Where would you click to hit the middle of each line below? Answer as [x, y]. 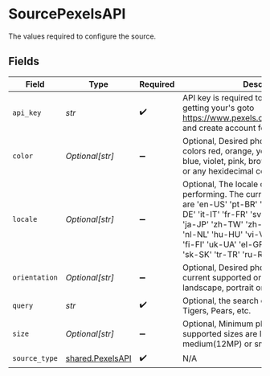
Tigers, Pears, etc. [217, 310]
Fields [24, 61]
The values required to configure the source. [82, 36]
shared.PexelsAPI [98, 358]
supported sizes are [220, 333]
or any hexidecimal [218, 171]
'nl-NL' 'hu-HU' [213, 234]
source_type [35, 359]
